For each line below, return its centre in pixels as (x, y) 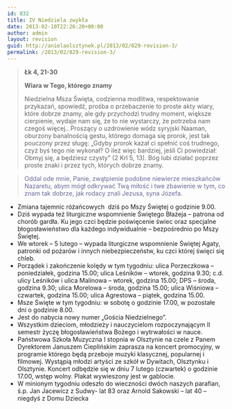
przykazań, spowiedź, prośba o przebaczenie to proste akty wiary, (119, 106)
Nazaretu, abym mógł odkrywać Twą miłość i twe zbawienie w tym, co (125, 186)
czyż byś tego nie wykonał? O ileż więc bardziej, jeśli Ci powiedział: (121, 150)
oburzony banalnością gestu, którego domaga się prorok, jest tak (117, 135)
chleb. (26, 258)
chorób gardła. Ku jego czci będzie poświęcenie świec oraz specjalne (117, 221)
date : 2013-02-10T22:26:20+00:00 (55, 26)
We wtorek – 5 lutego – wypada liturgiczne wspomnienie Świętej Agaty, (119, 243)
